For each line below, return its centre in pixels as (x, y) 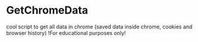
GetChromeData (47, 10)
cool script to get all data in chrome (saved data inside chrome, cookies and (99, 27)
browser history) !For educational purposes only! (66, 33)
